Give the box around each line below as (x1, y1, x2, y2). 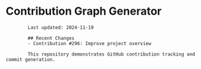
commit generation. (6, 56, 56, 62)
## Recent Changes (28, 35, 75, 41)
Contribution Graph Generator (6, 4, 162, 18)
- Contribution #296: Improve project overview (28, 40, 151, 46)
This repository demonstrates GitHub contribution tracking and (28, 51, 195, 57)
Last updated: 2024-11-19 (28, 24, 94, 31)
